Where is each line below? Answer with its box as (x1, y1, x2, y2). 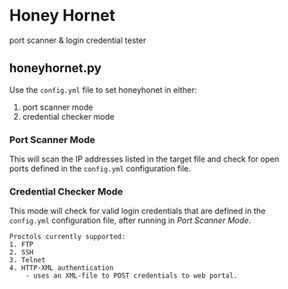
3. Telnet (9, 256, 47, 265)
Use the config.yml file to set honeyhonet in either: (9, 84, 198, 95)
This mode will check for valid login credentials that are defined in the (9, 206, 267, 217)
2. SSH (9, 248, 34, 257)
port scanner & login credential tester (9, 35, 147, 45)
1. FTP (9, 240, 34, 250)
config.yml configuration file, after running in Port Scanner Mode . (9, 215, 252, 226)
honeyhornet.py (9, 61, 102, 76)
